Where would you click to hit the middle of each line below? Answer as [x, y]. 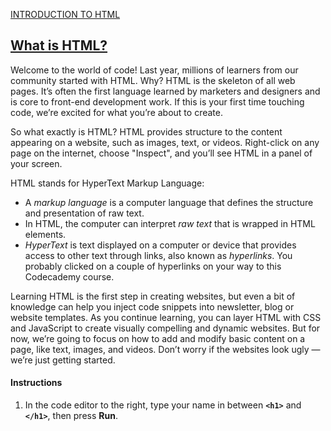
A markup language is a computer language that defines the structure [169, 202]
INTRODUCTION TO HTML [65, 14]
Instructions [36, 383]
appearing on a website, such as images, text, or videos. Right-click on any [165, 142]
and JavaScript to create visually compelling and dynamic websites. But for [165, 328]
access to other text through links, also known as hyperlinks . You [158, 255]
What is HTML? [59, 45]
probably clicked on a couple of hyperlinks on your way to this [153, 266]
